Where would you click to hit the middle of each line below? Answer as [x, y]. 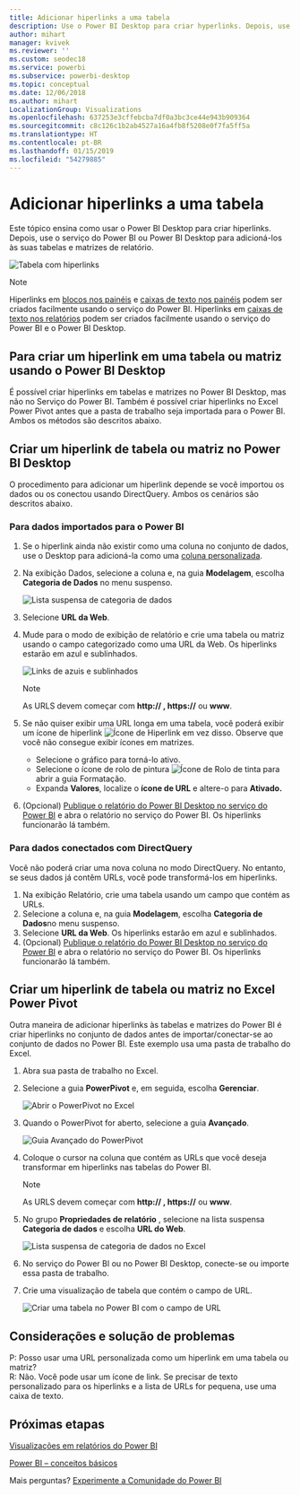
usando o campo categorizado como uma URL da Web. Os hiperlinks [150, 644]
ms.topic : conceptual [50, 84]
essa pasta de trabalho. [65, 1273]
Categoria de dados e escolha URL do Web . [104, 1229]
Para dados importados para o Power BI [97, 526]
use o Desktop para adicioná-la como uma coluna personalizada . [142, 556]
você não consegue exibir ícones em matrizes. [108, 743]
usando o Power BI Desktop [87, 370]
